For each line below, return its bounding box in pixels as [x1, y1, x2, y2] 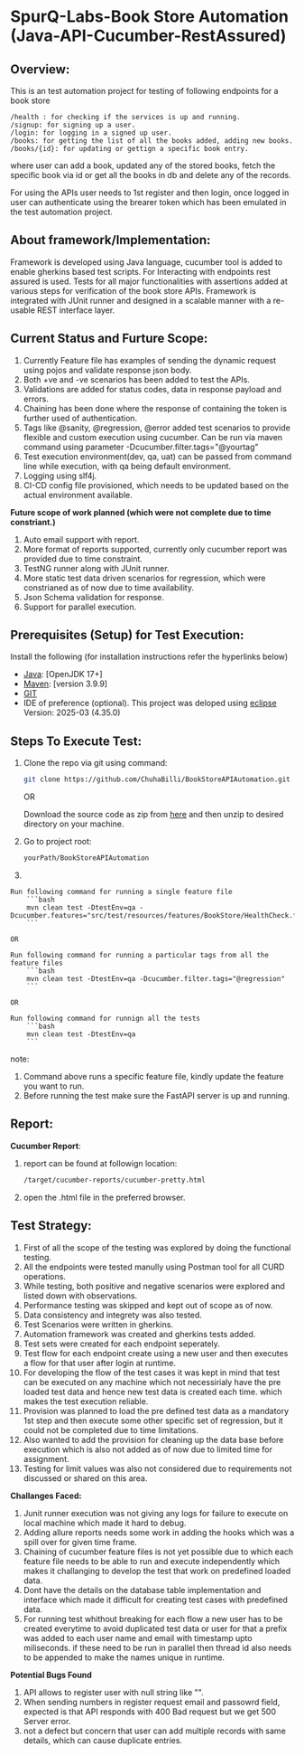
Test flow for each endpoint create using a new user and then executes [23, 1347, 289, 1358]
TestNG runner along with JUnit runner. [23, 562, 170, 573]
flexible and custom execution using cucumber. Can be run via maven [23, 431, 283, 442]
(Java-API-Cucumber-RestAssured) [10, 25, 287, 46]
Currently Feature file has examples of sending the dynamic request [23, 354, 277, 365]
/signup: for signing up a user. [10, 120, 136, 129]
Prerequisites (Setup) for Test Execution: [10, 627, 244, 643]
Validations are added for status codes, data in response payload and [23, 383, 282, 394]
